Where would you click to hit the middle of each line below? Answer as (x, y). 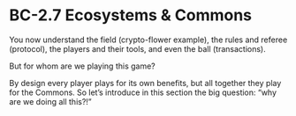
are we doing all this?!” (51, 101)
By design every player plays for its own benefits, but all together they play (145, 83)
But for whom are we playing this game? (83, 66)
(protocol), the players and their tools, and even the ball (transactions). (138, 48)
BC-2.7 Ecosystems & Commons (131, 15)
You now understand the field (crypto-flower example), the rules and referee (148, 40)
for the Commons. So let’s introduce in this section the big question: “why (143, 92)
